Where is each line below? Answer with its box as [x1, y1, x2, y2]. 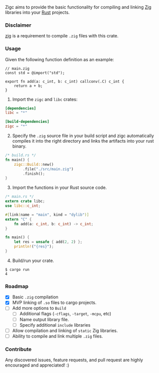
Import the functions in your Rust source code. [12, 185, 107, 190]
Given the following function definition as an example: [5, 56, 114, 62]
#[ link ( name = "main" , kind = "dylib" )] [5, 212, 90, 217]
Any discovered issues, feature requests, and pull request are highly [5, 357, 143, 363]
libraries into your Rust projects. [5, 9, 70, 15]
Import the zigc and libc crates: [12, 96, 78, 102]
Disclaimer [5, 22, 32, 29]
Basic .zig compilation [12, 294, 59, 300]
